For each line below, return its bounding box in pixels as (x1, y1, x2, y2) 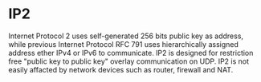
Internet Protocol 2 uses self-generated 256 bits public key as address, (8, 31, 243, 41)
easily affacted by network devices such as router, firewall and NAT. (8, 64, 234, 74)
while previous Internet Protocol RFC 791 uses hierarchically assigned (8, 39, 239, 49)
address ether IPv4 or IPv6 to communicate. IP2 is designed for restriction (8, 48, 254, 57)
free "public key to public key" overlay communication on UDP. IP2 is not (8, 57, 250, 66)
